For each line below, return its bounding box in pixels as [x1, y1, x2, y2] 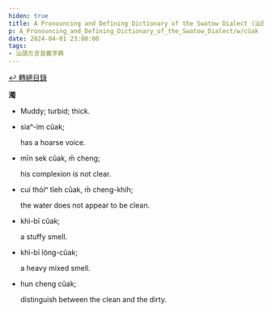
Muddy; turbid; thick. [19, 106, 91, 116]
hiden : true [8, 11, 49, 20]
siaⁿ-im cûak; [19, 122, 65, 131]
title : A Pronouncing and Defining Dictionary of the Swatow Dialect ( [8, 19, 255, 28]
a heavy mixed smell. [19, 263, 91, 272]
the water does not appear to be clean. [19, 200, 151, 210]
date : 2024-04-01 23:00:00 [8, 34, 100, 43]
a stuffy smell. [19, 232, 68, 241]
